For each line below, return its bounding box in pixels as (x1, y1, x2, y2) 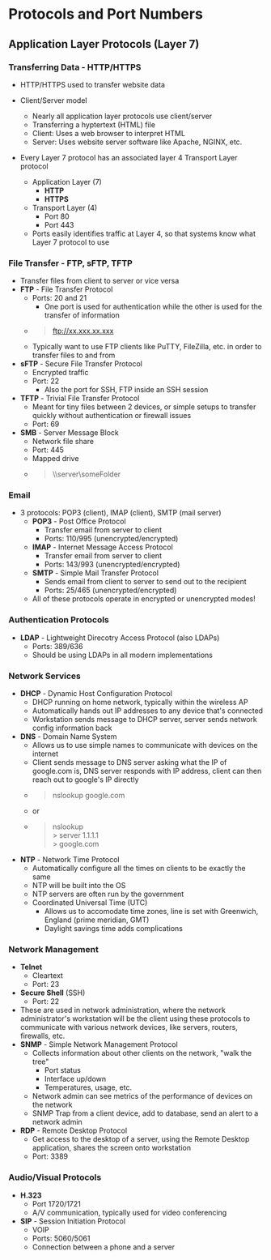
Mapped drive (32, 454, 79, 463)
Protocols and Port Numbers (8, 5, 204, 23)
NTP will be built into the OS (32, 881, 126, 891)
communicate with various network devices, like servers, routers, (19, 1023, 239, 1032)
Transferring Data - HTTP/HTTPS (8, 62, 142, 73)
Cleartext (32, 971, 63, 980)
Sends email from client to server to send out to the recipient (44, 577, 247, 587)
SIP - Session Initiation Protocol (19, 1216, 126, 1226)
